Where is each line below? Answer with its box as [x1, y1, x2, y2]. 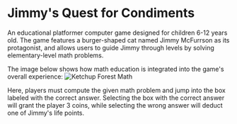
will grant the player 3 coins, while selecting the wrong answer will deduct [7, 101, 223, 109]
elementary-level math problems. [7, 51, 104, 60]
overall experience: [7, 72, 64, 81]
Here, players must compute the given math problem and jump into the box [7, 86, 226, 94]
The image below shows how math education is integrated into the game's [7, 64, 224, 73]
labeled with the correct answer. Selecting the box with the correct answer [7, 94, 225, 102]
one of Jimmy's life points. [7, 108, 85, 117]
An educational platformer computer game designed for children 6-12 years [7, 28, 228, 37]
